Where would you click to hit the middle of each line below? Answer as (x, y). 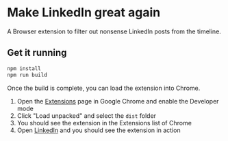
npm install (24, 68)
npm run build (27, 75)
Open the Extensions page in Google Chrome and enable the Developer (118, 101)
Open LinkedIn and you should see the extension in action (99, 130)
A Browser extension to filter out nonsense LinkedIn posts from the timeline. (114, 31)
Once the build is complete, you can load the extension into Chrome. (104, 88)
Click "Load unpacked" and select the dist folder (86, 115)
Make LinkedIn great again (84, 13)
